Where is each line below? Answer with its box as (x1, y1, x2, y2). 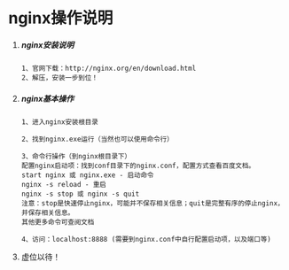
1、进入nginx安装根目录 (20, 118, 98, 127)
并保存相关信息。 (20, 209, 74, 218)
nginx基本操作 (20, 93, 74, 104)
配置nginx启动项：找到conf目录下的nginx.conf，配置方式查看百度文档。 (20, 161, 256, 171)
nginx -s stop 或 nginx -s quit (20, 189, 140, 199)
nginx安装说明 (20, 39, 74, 50)
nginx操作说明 (8, 8, 113, 28)
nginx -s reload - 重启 (20, 181, 107, 189)
